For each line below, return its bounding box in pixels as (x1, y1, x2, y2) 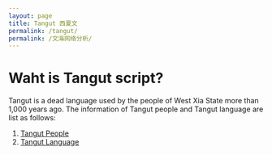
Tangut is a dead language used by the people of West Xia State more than (8, 96, 260, 106)
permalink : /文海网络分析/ (8, 34, 93, 43)
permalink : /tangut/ (8, 27, 79, 35)
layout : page (8, 11, 53, 20)
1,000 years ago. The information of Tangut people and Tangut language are (8, 104, 264, 114)
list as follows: (8, 113, 56, 123)
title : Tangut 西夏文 (8, 19, 78, 27)
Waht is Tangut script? (8, 69, 164, 87)
